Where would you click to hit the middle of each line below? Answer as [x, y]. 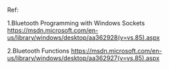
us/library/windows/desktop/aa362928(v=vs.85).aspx [83, 38]
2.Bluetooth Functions [38, 51]
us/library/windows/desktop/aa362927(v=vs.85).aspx [83, 58]
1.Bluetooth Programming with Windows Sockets [76, 23]
